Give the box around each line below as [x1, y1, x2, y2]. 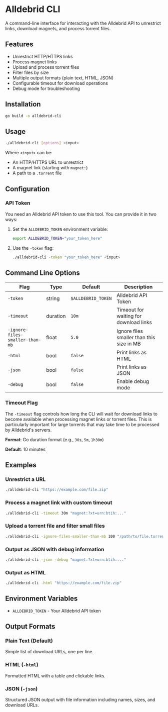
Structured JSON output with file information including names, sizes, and [5, 697, 155, 703]
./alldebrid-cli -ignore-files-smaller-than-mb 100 [5, 534, 115, 539]
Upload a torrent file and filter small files [5, 523, 105, 530]
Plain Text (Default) [5, 637, 53, 644]
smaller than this [116, 334, 155, 341]
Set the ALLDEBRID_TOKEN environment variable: [12, 226, 108, 232]
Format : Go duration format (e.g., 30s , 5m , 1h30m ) [5, 436, 104, 443]
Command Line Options [5, 268, 80, 277]
